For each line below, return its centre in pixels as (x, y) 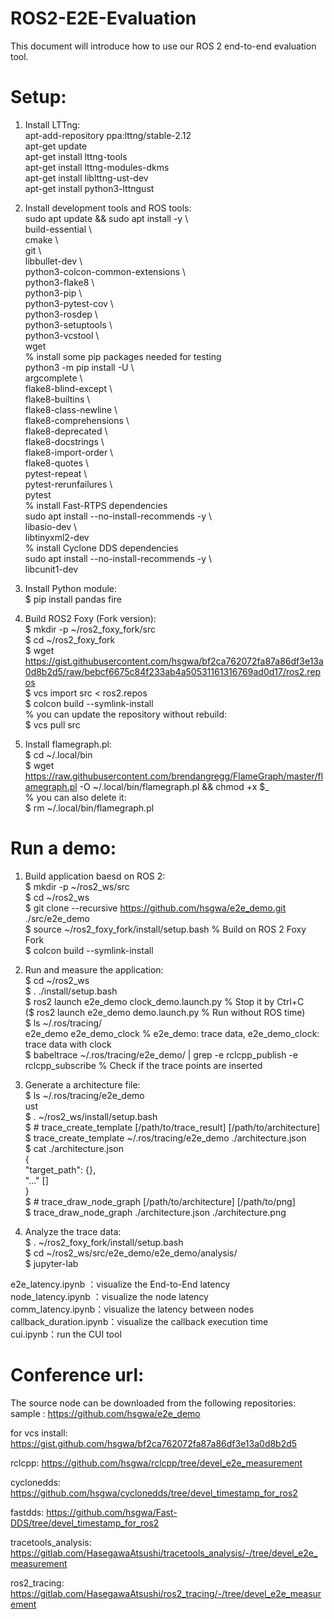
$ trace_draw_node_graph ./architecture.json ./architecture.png (155, 1212)
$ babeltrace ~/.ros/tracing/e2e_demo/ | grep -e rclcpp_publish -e (161, 1054)
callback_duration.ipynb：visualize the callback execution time (139, 1321)
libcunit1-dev (51, 569)
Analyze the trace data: (73, 1231)
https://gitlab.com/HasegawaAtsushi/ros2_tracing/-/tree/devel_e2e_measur (166, 1593)
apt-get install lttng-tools (76, 156)
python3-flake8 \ (59, 282)
